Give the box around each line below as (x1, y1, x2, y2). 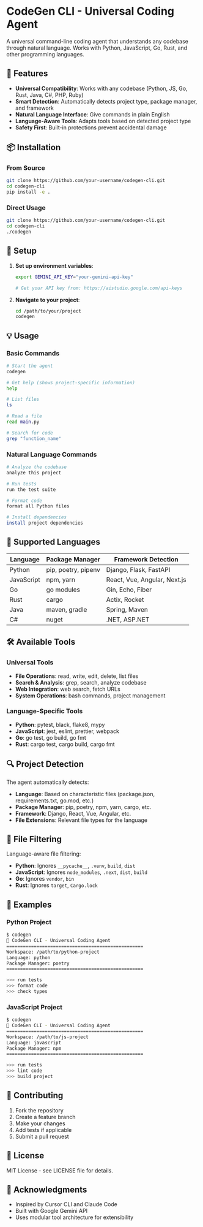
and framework (15, 104, 54, 112)
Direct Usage (6, 203, 46, 212)
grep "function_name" (6, 435, 62, 442)
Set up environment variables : (15, 262, 94, 269)
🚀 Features (6, 69, 48, 79)
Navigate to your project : (15, 296, 80, 303)
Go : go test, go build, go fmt (15, 734, 87, 741)
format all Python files (6, 503, 70, 509)
